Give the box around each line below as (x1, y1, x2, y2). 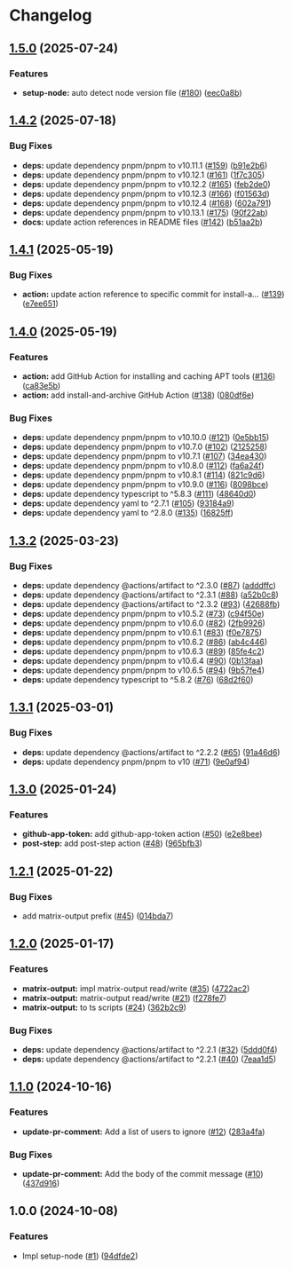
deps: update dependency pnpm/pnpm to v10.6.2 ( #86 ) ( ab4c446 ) (21, 636, 268, 647)
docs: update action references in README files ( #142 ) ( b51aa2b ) (21, 217, 264, 227)
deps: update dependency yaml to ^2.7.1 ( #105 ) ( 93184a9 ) (21, 498, 235, 509)
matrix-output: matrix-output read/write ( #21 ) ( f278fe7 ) (21, 992, 227, 1003)
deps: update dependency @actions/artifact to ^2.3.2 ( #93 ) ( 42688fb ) (21, 598, 281, 609)
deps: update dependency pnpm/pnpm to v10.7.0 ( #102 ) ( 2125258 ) (21, 441, 268, 453)
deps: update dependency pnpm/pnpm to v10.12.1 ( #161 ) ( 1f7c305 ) (21, 170, 265, 180)
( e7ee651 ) (21, 298, 59, 309)
